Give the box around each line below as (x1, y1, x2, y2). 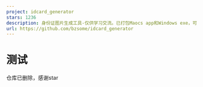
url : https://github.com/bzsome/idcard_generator (6, 25, 134, 32)
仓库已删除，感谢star (6, 74, 59, 82)
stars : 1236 (6, 14, 36, 20)
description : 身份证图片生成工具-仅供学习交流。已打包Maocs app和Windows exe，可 (6, 20, 198, 26)
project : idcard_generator (6, 8, 74, 15)
